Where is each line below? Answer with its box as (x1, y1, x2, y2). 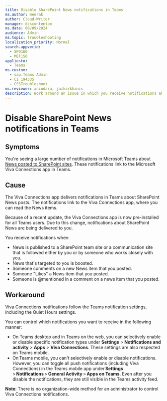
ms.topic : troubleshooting (5, 35, 61, 40)
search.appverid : (5, 44, 41, 49)
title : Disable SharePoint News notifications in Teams (5, 7, 123, 12)
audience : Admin (5, 30, 39, 35)
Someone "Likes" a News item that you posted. (12, 271, 109, 277)
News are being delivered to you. (5, 225, 73, 231)
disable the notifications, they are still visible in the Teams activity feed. (12, 376, 159, 382)
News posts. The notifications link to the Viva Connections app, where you (5, 200, 158, 205)
